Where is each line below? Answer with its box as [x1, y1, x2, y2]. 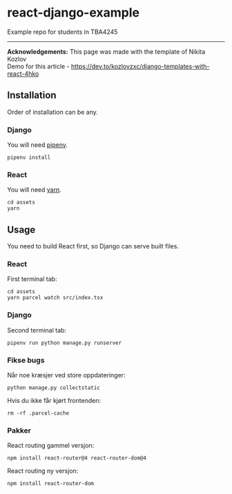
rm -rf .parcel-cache [7, 410, 70, 417]
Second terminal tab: [7, 326, 67, 334]
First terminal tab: [7, 275, 57, 284]
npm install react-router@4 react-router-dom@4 [7, 455, 147, 462]
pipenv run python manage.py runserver [7, 339, 122, 346]
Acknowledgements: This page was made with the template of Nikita [7, 47, 206, 56]
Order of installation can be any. [7, 108, 99, 116]
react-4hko [7, 69, 39, 77]
